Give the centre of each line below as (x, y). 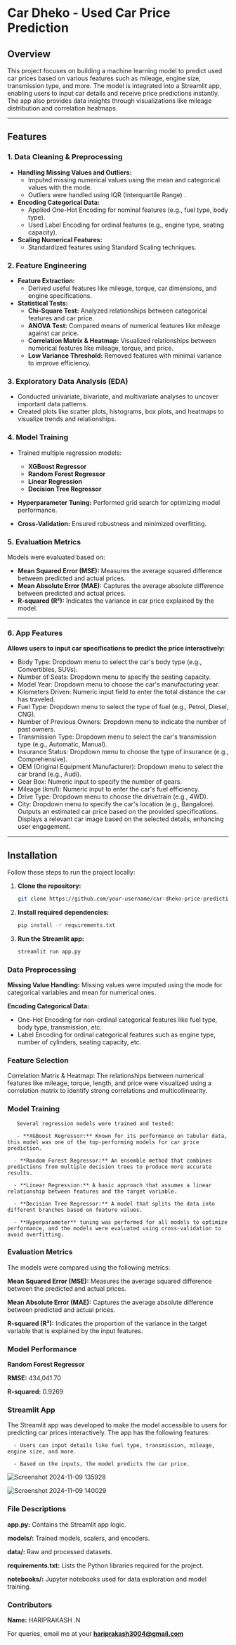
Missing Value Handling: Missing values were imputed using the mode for (115, 984)
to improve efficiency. (59, 363)
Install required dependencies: (63, 912)
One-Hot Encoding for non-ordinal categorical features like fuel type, (117, 1020)
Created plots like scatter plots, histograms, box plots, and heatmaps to (120, 412)
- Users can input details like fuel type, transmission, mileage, (114, 1446)
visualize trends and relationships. (67, 419)
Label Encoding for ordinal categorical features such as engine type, (117, 1034)
